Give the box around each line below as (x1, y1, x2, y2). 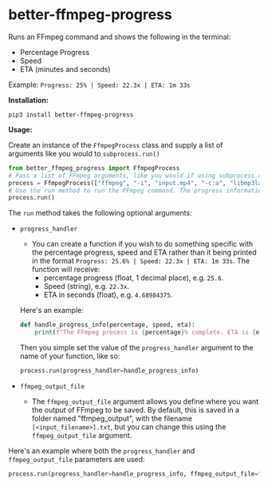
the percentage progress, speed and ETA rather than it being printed (31, 247, 257, 257)
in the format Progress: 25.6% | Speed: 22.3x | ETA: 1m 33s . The (31, 256, 250, 266)
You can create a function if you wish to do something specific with (31, 239, 254, 249)
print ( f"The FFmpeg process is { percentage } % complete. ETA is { (34, 329, 257, 337)
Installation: (8, 95, 49, 105)
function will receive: (31, 265, 101, 275)
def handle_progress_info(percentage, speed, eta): (19, 321, 195, 329)
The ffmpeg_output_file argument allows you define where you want (31, 397, 259, 406)
